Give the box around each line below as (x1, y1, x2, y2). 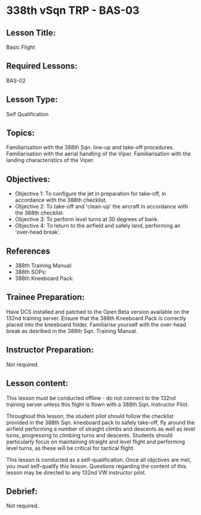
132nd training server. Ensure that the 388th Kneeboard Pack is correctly (6, 314, 187, 322)
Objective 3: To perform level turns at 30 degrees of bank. (14, 216, 159, 223)
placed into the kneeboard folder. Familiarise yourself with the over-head (6, 320, 186, 328)
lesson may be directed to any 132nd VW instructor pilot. (6, 469, 146, 476)
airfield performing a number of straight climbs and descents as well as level (6, 425, 196, 432)
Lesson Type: (6, 95, 58, 105)
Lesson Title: (6, 28, 56, 38)
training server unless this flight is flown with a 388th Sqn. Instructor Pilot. (6, 401, 189, 408)
